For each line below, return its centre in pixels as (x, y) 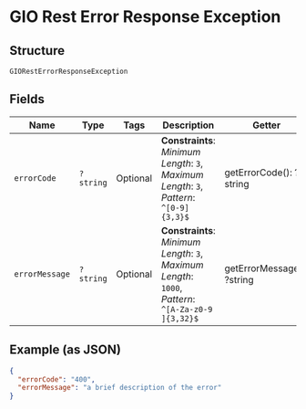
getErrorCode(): (259, 173)
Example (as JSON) (65, 350)
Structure (37, 51)
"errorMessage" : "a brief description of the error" (120, 388)
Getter (266, 125)
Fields (27, 99)
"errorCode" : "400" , (56, 379)
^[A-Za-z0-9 (187, 309)
